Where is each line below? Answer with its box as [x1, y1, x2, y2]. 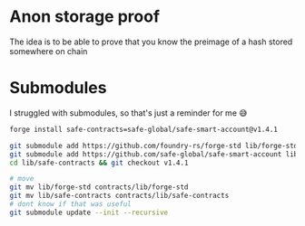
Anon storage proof [9, 6, 161, 27]
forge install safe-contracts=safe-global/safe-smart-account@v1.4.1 [9, 125, 279, 134]
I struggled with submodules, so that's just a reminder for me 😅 [9, 107, 248, 118]
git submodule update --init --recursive [9, 208, 169, 217]
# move [9, 174, 34, 184]
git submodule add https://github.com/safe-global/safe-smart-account [9, 149, 282, 159]
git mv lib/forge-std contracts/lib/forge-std [9, 183, 189, 192]
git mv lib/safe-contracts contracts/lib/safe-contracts [9, 192, 230, 201]
